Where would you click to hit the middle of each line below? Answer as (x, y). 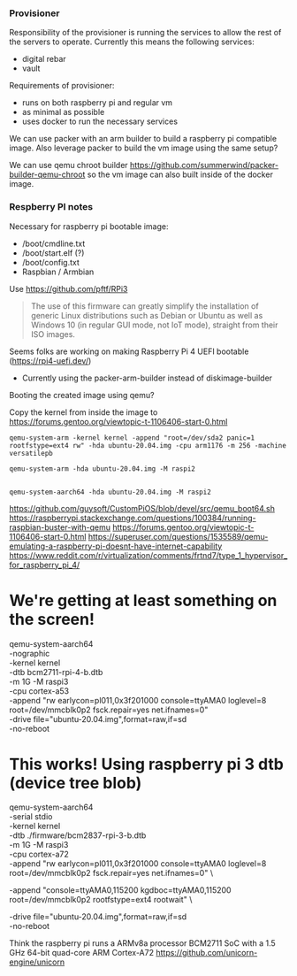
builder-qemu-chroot (47, 174)
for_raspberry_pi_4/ (45, 565)
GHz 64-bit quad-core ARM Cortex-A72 (82, 953)
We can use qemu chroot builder (69, 165)
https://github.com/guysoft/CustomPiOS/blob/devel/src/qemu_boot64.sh (142, 508)
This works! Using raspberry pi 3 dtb (147, 764)
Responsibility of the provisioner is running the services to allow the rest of (145, 33)
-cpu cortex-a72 (39, 854)
